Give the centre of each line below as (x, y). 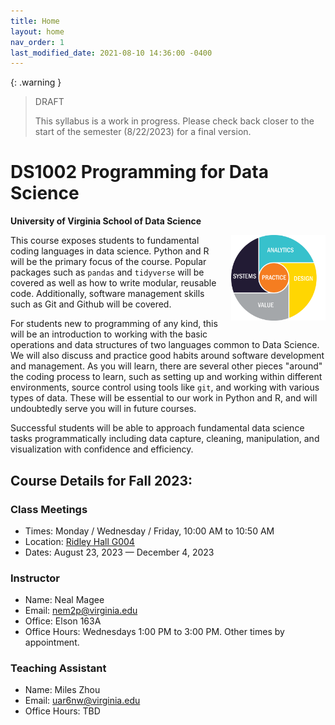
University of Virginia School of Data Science (106, 221)
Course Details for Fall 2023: (101, 480)
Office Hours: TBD (62, 711)
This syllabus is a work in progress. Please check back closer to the (174, 121)
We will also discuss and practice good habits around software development (167, 356)
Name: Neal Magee (64, 600)
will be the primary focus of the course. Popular (108, 262)
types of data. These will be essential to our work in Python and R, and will (164, 398)
